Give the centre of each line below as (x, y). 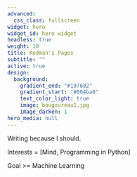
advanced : (22, 14)
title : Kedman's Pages (40, 53)
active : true (26, 66)
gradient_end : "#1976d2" (56, 86)
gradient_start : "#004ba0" (59, 92)
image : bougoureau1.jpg (55, 105)
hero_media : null (33, 118)
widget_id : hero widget (42, 33)
